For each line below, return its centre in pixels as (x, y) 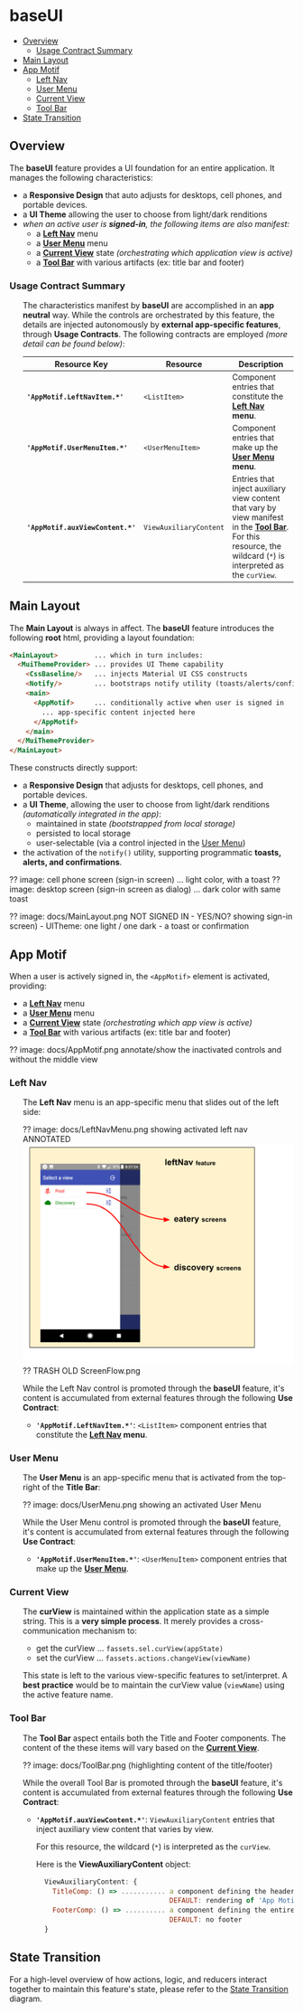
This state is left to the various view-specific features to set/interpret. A (155, 1676)
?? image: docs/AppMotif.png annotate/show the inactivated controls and (146, 1050)
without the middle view (54, 1060)
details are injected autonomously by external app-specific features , (151, 325)
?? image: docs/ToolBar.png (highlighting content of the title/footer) (147, 1765)
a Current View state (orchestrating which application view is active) (164, 252)
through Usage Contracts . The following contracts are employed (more (155, 335)
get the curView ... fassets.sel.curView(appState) (129, 1649)
